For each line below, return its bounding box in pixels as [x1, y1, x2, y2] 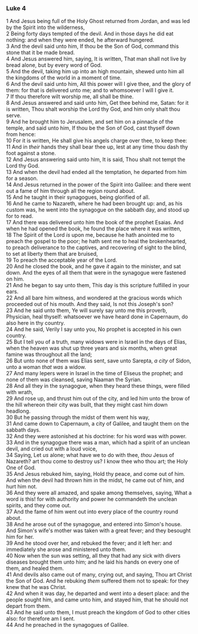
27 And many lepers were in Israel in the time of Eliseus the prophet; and [6, 370, 183, 377]
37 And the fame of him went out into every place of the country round [6, 508, 178, 516]
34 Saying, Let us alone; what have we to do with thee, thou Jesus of [6, 452, 174, 459]
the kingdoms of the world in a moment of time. [6, 74, 122, 81]
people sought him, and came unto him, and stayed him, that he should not [6, 596, 189, 603]
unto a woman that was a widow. [6, 363, 87, 371]
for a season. [6, 175, 38, 182]
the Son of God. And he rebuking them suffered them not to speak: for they [6, 577, 189, 584]
